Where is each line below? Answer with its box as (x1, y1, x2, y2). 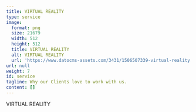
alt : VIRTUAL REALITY (11, 52, 65, 58)
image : (6, 19, 22, 25)
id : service (6, 73, 35, 79)
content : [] (6, 85, 35, 90)
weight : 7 (6, 68, 31, 74)
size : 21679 (11, 30, 41, 36)
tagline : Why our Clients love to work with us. (6, 79, 127, 85)
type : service (6, 14, 41, 20)
